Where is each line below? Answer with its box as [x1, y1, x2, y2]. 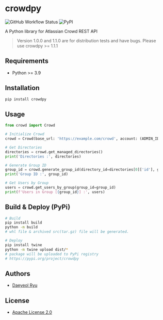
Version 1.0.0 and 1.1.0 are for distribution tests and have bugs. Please [16, 37, 156, 44]
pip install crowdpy [5, 96, 47, 102]
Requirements [5, 57, 49, 65]
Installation [5, 84, 40, 92]
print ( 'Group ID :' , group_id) [5, 172, 68, 177]
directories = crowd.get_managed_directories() [5, 149, 103, 154]
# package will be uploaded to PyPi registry [5, 252, 98, 256]
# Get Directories [5, 145, 42, 150]
